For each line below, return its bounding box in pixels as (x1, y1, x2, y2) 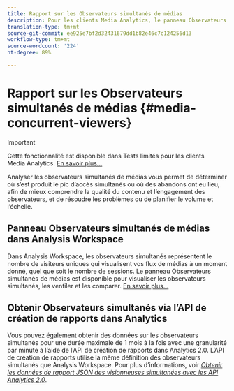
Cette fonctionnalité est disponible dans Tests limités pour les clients (7, 152, 205, 160)
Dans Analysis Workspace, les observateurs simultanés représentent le (7, 252, 212, 260)
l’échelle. (7, 202, 33, 210)
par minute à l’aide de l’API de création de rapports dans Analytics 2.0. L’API (7, 346, 225, 355)
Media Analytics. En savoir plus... (7, 158, 103, 168)
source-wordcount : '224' (7, 43, 80, 50)
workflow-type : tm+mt (7, 36, 71, 43)
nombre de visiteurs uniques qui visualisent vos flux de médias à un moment (7, 259, 228, 267)
